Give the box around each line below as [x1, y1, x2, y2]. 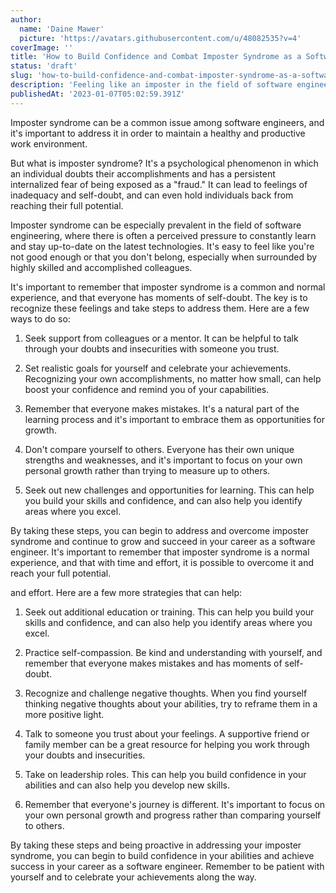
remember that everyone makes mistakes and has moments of [24, 657, 283, 669]
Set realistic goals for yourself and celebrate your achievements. [24, 362, 292, 374]
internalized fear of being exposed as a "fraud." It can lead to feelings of [10, 178, 308, 190]
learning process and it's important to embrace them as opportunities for [24, 413, 325, 425]
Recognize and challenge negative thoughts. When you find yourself [24, 687, 308, 699]
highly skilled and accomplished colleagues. [10, 261, 193, 273]
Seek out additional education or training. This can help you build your [24, 606, 315, 618]
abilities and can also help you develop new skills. [24, 779, 230, 791]
